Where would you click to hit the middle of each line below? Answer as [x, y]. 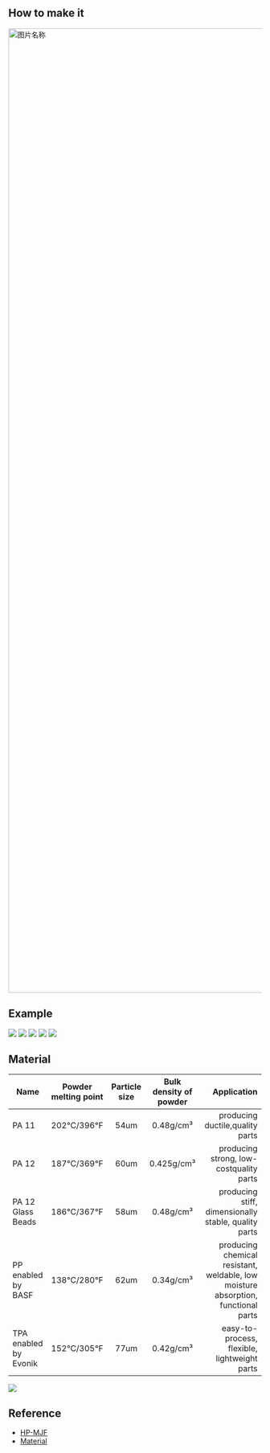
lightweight [237, 1359]
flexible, [243, 1349]
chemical [241, 1255]
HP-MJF [34, 1433]
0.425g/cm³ [172, 1164]
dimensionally [231, 1212]
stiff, [249, 1202]
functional [239, 1305]
